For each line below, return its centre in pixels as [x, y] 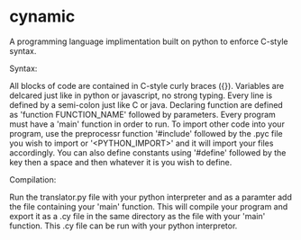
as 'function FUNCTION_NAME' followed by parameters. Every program [143, 114]
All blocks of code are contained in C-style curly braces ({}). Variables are [147, 85]
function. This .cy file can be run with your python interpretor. [123, 226]
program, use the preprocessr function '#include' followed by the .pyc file [146, 133]
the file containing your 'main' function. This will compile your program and [149, 206]
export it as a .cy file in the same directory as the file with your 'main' [137, 216]
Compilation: [33, 179]
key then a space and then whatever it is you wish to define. [121, 162]
